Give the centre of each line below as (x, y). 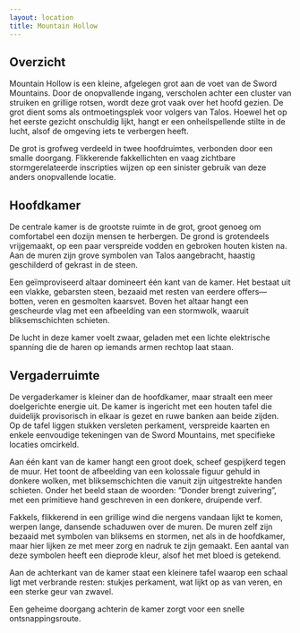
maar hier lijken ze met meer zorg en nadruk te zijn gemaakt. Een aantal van (149, 545)
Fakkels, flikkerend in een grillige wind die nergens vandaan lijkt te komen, (146, 517)
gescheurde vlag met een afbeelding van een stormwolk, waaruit (129, 311)
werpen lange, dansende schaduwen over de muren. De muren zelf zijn (141, 526)
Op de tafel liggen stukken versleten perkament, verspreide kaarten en (140, 425)
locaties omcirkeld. (44, 444)
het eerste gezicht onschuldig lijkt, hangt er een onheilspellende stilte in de (147, 122)
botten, (22, 302)
